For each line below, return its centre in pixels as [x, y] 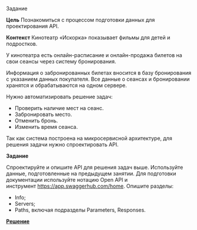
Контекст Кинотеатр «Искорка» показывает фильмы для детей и [88, 37]
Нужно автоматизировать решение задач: [59, 97]
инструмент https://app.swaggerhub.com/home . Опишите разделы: [90, 186]
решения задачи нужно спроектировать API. [62, 144]
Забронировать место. [43, 114]
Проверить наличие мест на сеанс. [59, 108]
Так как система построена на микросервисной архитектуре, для [89, 138]
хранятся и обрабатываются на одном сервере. [67, 85]
